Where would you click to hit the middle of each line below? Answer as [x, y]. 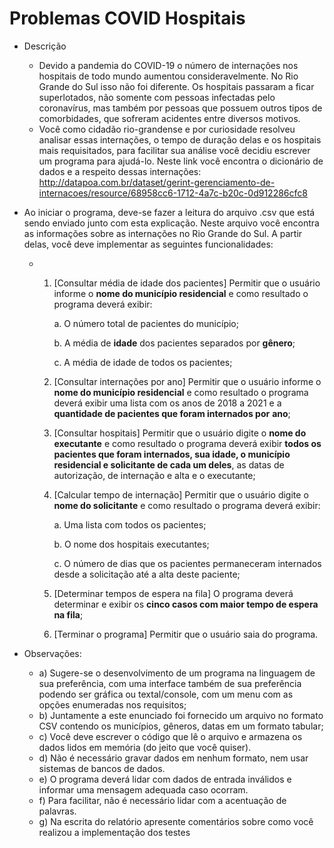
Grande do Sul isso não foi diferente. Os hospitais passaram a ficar [176, 86]
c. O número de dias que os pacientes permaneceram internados [187, 563]
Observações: [52, 653]
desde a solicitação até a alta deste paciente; [147, 574]
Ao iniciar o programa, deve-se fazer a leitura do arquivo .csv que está [169, 212]
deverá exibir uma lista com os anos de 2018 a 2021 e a [167, 403]
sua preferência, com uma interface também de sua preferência [170, 683]
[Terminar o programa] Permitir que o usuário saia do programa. [186, 634]
